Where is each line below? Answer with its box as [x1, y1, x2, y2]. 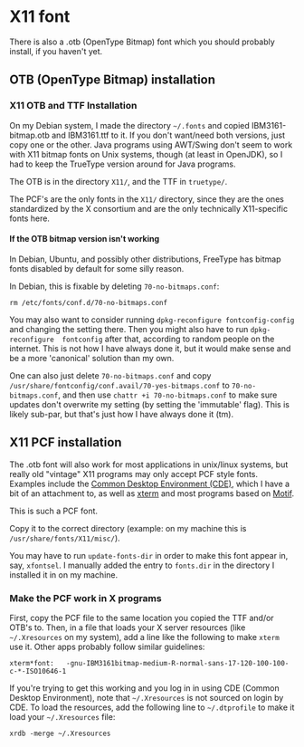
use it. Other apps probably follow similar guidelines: [9, 641, 205, 652]
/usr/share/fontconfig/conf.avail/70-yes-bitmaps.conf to [9, 379, 231, 390]
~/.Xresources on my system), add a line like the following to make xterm [9, 631, 280, 642]
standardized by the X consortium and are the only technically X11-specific [9, 203, 288, 214]
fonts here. [9, 213, 50, 224]
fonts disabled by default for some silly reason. [9, 263, 185, 273]
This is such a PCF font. [9, 505, 98, 516]
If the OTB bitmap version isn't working [9, 234, 160, 244]
